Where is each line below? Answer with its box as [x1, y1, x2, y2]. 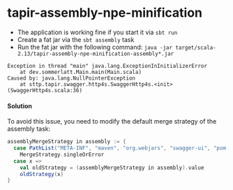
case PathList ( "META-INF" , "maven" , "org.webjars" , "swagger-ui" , [13, 145, 211, 152]
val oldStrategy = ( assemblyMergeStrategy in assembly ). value [20, 164, 204, 171]
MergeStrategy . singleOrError [20, 151, 105, 158]
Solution [7, 101, 33, 110]
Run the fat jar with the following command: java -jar [17, 43, 173, 51]
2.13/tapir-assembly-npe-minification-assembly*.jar [17, 50, 174, 57]
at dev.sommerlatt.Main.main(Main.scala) [20, 68, 142, 75]
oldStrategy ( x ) [20, 170, 64, 177]
